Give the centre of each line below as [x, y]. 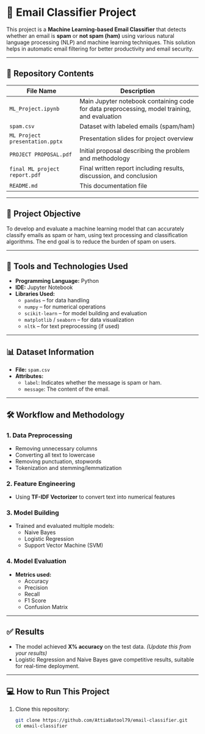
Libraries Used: [35, 294]
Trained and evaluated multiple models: [65, 526]
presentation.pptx [36, 141]
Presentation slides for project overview [136, 138]
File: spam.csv [32, 370]
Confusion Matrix [46, 607]
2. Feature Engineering [41, 483]
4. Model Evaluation [36, 561]
